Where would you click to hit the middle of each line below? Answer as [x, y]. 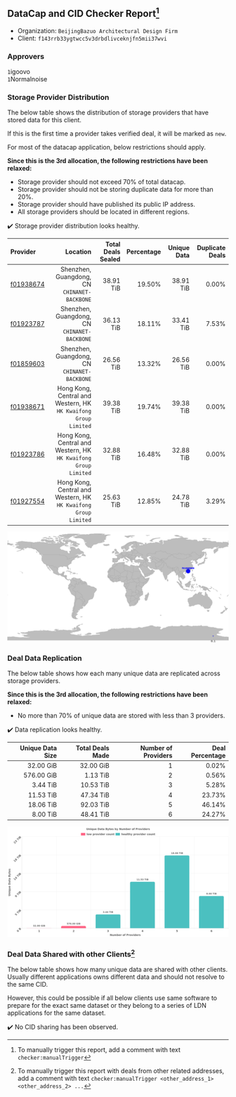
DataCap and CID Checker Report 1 [83, 13]
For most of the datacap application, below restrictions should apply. [106, 148]
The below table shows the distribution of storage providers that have [108, 112]
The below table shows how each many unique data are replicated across [114, 673]
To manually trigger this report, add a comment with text [99, 1050]
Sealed [110, 259]
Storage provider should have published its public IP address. [106, 205]
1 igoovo [19, 72]
